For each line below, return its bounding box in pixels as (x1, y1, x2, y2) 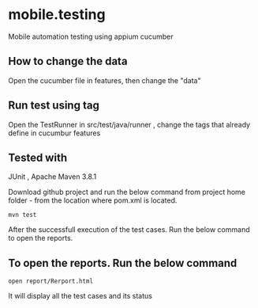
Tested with (8, 150, 68, 164)
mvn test (8, 211, 37, 219)
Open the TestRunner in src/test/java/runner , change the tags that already (8, 120, 251, 129)
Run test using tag (8, 99, 100, 112)
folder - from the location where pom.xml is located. (8, 196, 178, 205)
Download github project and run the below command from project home (8, 188, 246, 197)
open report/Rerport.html (8, 277, 93, 286)
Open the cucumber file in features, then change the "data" (8, 75, 201, 85)
